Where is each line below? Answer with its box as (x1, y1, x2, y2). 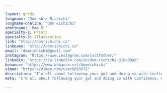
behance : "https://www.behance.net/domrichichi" (5, 62, 108, 67)
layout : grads (5, 11, 35, 16)
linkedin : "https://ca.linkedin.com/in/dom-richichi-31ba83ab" (5, 57, 139, 62)
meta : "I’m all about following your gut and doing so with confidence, (5, 76, 159, 81)
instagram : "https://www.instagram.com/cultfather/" (5, 53, 117, 58)
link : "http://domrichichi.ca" (5, 39, 70, 45)
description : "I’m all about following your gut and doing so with (5, 71, 148, 77)
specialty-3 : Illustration (5, 35, 61, 40)
